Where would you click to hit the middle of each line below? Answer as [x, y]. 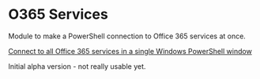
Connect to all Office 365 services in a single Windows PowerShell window [130, 51]
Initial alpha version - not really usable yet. [77, 66]
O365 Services [58, 14]
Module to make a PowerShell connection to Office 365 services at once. [127, 36]
